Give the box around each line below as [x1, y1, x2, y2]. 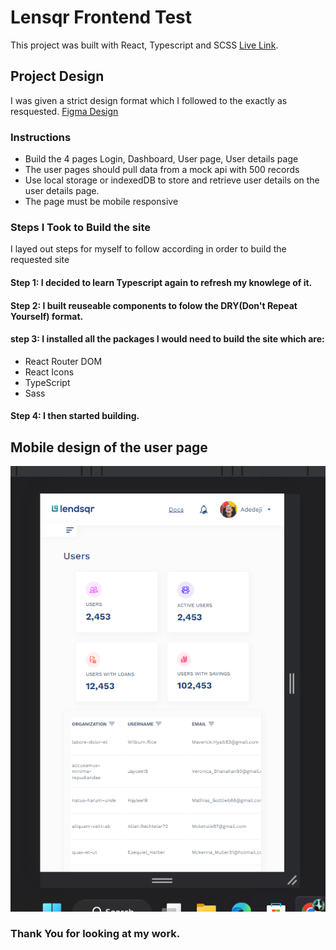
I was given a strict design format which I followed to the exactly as [10, 94, 288, 106]
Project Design [10, 68, 105, 85]
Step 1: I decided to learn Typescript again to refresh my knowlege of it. [10, 276, 313, 288]
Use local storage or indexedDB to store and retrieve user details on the [24, 174, 320, 186]
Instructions [10, 130, 72, 144]
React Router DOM [24, 355, 103, 367]
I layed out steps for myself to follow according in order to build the [10, 243, 287, 255]
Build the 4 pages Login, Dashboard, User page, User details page [24, 153, 299, 165]
